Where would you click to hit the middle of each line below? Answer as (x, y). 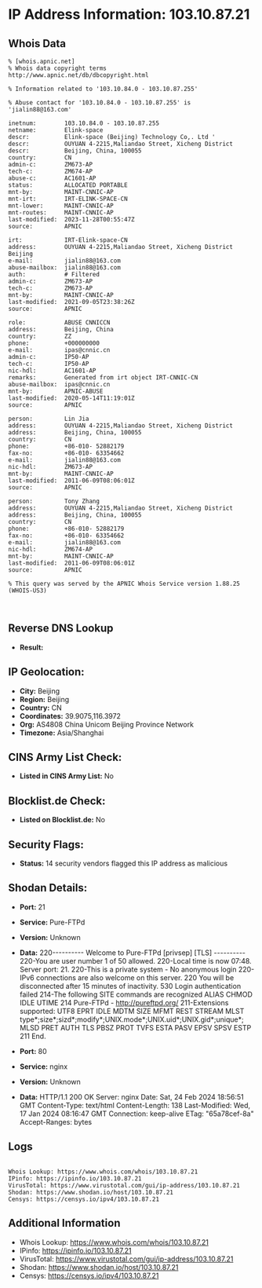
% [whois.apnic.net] (42, 61)
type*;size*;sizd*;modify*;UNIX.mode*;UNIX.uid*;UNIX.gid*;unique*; (132, 1019)
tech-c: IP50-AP (49, 364)
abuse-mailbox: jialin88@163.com (65, 268)
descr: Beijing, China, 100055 (75, 151)
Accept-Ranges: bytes (56, 1122)
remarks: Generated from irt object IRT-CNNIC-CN (103, 378)
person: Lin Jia (49, 419)
